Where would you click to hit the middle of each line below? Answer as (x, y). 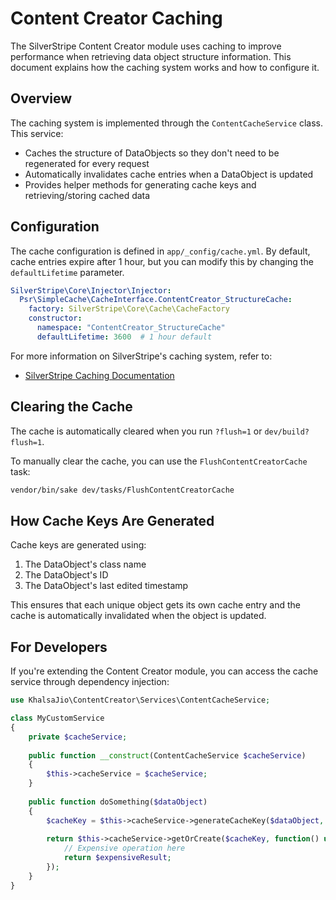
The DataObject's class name (85, 564)
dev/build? (287, 432)
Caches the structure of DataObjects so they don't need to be (152, 153)
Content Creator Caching (116, 18)
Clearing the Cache (71, 407)
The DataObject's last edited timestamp (106, 586)
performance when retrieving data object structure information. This (151, 56)
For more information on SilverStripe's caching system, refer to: (141, 356)
